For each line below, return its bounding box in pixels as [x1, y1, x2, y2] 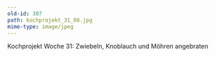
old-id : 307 [7, 10, 42, 17]
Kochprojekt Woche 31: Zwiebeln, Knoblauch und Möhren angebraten [7, 42, 209, 51]
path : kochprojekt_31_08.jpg [7, 17, 93, 24]
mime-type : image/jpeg [7, 23, 74, 30]
